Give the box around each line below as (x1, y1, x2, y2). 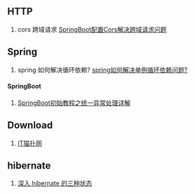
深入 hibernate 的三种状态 (17, 179, 93, 188)
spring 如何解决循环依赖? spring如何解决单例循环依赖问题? (17, 65, 188, 74)
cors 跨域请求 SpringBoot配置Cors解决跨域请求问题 (17, 25, 167, 34)
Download (7, 119, 53, 131)
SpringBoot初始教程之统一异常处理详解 (17, 98, 131, 107)
